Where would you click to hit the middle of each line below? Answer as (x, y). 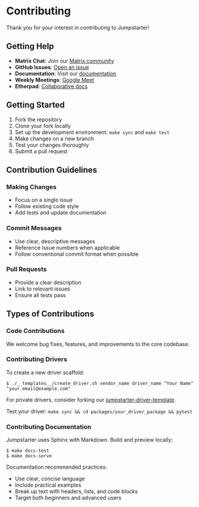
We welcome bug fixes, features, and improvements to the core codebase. (98, 344)
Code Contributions (35, 331)
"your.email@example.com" (38, 389)
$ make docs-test (28, 451)
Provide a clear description (48, 282)
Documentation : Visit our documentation (65, 74)
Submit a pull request (41, 151)
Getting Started (36, 105)
